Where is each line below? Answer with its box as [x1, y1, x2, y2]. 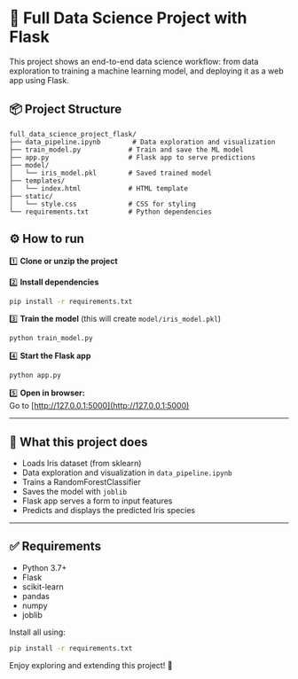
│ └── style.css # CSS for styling [9, 199, 197, 208]
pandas [21, 590, 51, 601]
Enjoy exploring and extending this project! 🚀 [9, 659, 173, 670]
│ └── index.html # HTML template [9, 183, 189, 193]
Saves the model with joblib [21, 487, 127, 496]
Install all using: [9, 627, 67, 637]
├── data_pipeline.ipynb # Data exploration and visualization [9, 137, 276, 146]
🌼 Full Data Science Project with [9, 8, 247, 28]
